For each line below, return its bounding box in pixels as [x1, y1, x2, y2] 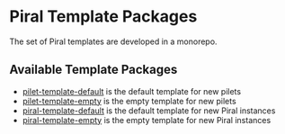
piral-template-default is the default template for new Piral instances [22, 105, 276, 116]
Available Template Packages [9, 62, 178, 77]
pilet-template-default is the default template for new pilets [22, 85, 241, 96]
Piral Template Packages [9, 6, 198, 27]
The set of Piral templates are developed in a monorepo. [9, 36, 218, 47]
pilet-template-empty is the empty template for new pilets [22, 95, 236, 106]
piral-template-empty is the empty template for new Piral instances [22, 114, 272, 125]
